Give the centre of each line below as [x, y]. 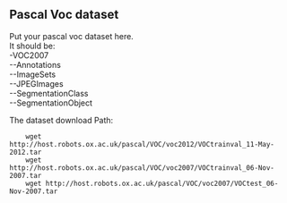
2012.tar [26, 152]
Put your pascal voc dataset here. [72, 36]
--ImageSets [33, 74]
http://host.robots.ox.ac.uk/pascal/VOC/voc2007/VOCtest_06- [162, 183]
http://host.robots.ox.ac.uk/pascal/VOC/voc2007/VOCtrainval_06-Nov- [142, 168]
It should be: [32, 46]
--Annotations [35, 64]
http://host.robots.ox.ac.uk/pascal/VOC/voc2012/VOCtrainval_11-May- [142, 144]
